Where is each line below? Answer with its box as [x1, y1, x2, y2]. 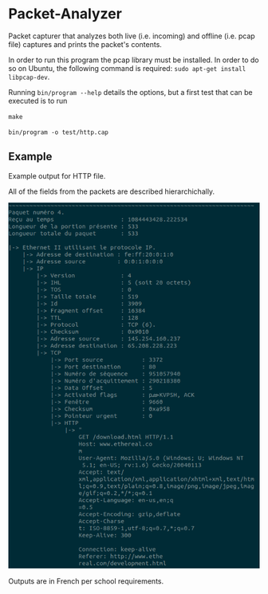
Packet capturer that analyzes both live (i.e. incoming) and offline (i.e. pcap [8, 31, 255, 41]
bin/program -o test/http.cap [8, 128, 109, 136]
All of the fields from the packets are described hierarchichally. [8, 187, 215, 196]
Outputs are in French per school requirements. [8, 576, 164, 586]
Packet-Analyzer [8, 5, 122, 23]
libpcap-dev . [8, 72, 50, 81]
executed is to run [8, 96, 68, 105]
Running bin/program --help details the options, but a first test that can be [8, 87, 253, 96]
